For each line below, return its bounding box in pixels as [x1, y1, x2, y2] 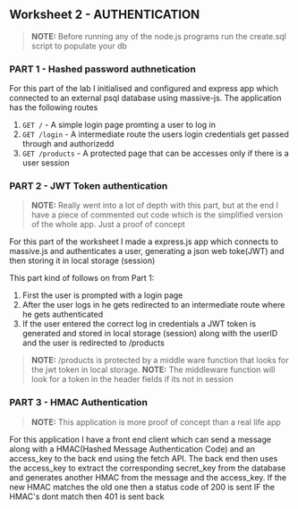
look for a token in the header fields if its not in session [30, 374, 234, 385]
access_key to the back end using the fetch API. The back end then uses [9, 453, 278, 463]
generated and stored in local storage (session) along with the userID [21, 328, 278, 339]
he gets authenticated [21, 309, 104, 320]
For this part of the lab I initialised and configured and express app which [9, 83, 279, 94]
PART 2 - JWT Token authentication [9, 180, 168, 192]
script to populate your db [30, 40, 128, 51]
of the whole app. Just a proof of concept [30, 219, 185, 230]
